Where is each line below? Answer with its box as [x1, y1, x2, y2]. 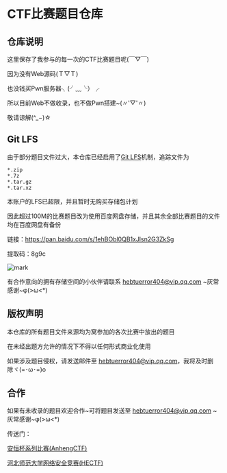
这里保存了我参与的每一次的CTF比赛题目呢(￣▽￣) [7, 56, 149, 63]
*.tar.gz [7, 178, 32, 185]
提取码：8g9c [7, 250, 46, 258]
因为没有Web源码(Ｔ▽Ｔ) [7, 70, 79, 77]
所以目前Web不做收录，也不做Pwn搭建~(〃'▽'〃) [7, 99, 146, 107]
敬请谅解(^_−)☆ [7, 114, 51, 121]
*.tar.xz [7, 184, 32, 191]
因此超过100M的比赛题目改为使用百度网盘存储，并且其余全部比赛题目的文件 [7, 212, 221, 220]
